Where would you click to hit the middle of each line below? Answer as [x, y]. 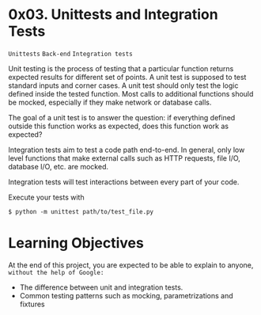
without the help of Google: [56, 272]
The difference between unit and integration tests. [101, 287]
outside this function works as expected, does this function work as [119, 126]
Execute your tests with [46, 197]
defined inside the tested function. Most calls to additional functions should [131, 93]
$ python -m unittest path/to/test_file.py [81, 211]
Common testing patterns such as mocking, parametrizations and [126, 295]
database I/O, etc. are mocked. [59, 166]
